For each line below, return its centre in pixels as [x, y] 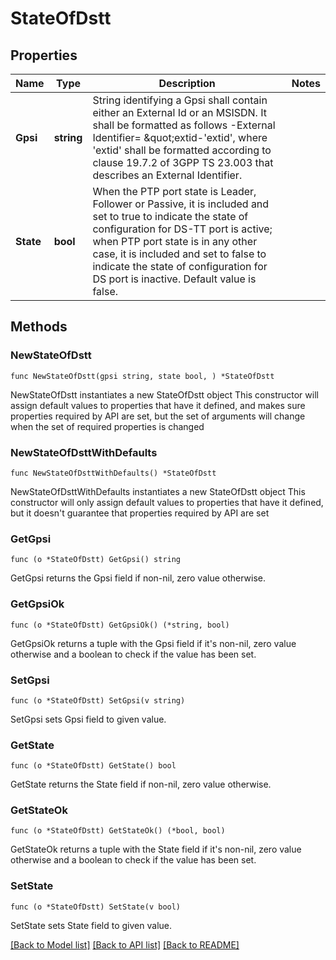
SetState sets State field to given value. [91, 925]
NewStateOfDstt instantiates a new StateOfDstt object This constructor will [164, 394]
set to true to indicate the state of [170, 216]
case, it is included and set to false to [179, 254]
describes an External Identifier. [167, 175]
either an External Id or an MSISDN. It [179, 112]
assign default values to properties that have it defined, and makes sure [158, 405]
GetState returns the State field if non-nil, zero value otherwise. [141, 784]
